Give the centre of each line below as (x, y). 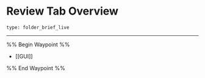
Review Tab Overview (63, 11)
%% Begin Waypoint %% (38, 44)
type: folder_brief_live (38, 27)
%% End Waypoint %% (36, 68)
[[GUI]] (24, 56)
